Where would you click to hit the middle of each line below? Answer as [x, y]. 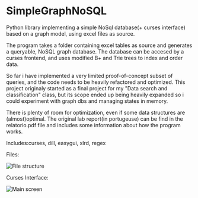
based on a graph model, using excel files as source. [71, 33]
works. [15, 131]
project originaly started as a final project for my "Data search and [87, 88]
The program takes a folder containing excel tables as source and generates [99, 45]
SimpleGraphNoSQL [57, 11]
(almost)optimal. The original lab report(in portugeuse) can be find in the [95, 119]
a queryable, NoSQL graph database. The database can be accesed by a [95, 51]
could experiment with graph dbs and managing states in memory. [87, 101]
